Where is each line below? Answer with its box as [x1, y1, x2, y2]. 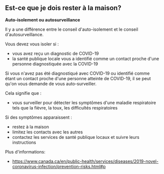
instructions [12, 139, 37, 145]
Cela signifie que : [5, 90, 42, 96]
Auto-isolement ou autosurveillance [5, 17, 80, 22]
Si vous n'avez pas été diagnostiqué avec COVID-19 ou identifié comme [5, 70, 150, 76]
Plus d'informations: [5, 149, 46, 154]
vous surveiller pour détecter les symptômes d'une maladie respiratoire [12, 100, 156, 106]
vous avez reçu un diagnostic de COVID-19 [12, 50, 99, 56]
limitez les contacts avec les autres [12, 129, 83, 135]
